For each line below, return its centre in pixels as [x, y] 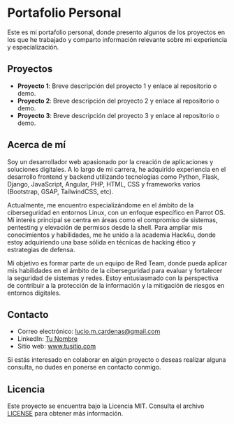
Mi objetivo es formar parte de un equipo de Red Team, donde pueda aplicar [117, 263]
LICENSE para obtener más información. [65, 414]
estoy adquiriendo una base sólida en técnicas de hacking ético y [102, 242]
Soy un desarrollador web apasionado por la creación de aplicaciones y [110, 161]
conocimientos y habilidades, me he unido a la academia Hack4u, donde [112, 235]
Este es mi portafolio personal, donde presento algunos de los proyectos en [116, 32]
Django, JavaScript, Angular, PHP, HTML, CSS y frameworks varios [104, 184]
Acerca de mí [37, 145]
